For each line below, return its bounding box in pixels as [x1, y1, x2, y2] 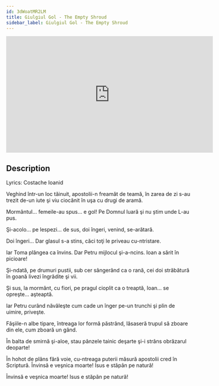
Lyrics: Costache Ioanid [6, 179, 64, 186]
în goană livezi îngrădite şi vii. [6, 273, 78, 280]
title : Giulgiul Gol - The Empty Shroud [6, 14, 107, 20]
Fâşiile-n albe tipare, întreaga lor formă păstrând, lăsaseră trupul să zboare [6, 320, 188, 327]
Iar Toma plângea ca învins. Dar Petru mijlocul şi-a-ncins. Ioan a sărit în [6, 249, 179, 256]
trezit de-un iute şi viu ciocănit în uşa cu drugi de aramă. [6, 197, 143, 204]
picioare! [6, 255, 28, 262]
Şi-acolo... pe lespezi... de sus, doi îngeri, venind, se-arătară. [6, 226, 155, 233]
